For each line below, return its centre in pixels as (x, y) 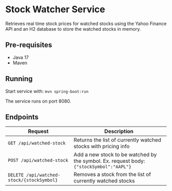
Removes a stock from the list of (112, 175)
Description (119, 131)
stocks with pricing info (102, 147)
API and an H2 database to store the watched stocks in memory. (73, 29)
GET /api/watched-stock (37, 143)
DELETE (16, 175)
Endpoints (22, 117)
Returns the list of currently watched (117, 140)
